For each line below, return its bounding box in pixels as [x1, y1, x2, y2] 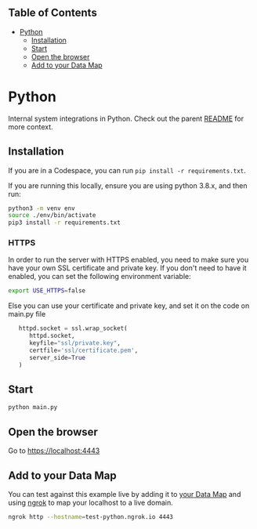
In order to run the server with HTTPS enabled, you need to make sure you [8, 255, 249, 265]
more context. [8, 121, 53, 132]
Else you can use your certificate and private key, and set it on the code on [8, 301, 250, 310]
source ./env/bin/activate [8, 212, 96, 219]
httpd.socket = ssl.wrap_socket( [18, 324, 128, 332]
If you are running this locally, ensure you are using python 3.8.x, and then [8, 180, 248, 190]
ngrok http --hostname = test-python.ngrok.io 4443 [8, 513, 174, 520]
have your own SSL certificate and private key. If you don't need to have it [8, 263, 247, 273]
